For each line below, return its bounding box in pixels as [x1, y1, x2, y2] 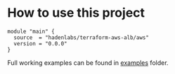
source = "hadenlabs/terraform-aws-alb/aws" [13, 34, 150, 41]
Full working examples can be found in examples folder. [7, 58, 169, 67]
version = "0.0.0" [13, 40, 68, 47]
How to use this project [7, 5, 145, 21]
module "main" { [7, 28, 55, 35]
